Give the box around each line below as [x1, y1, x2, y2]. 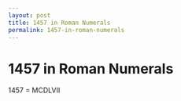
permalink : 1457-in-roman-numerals [8, 26, 125, 34]
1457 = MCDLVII [8, 85, 61, 95]
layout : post [8, 11, 51, 20]
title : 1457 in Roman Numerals [8, 19, 111, 27]
